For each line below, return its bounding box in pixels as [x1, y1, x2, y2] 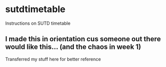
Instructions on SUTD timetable [5, 20, 71, 26]
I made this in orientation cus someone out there [5, 35, 161, 43]
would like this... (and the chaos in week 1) [5, 43, 142, 51]
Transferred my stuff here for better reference [5, 56, 101, 62]
